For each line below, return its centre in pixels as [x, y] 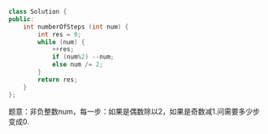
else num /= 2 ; [78, 65]
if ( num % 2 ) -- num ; [83, 57]
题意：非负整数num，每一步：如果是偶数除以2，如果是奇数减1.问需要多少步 [134, 111]
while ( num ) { [61, 42]
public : [22, 19]
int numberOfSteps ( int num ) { [76, 27]
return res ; [58, 80]
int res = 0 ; [60, 34]
